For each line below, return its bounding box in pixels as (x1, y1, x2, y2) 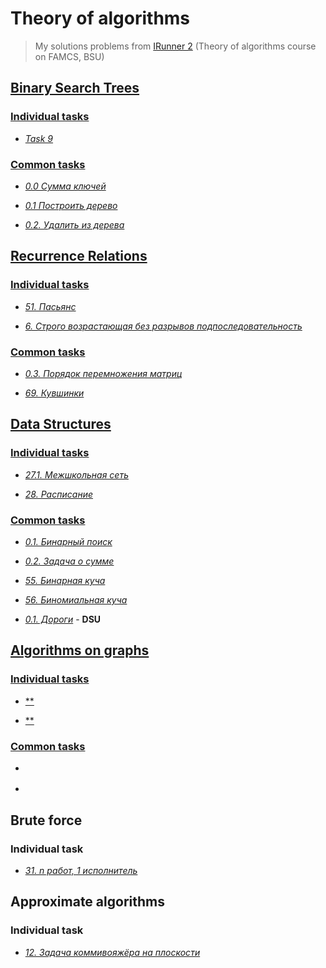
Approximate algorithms (10, 893, 165, 911)
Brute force (10, 812, 83, 829)
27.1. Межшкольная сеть (24, 468, 129, 481)
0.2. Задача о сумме (24, 555, 115, 567)
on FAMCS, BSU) (34, 50, 105, 62)
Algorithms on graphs (10, 642, 150, 659)
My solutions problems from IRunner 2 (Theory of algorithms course (34, 40, 317, 52)
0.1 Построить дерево (24, 199, 118, 211)
